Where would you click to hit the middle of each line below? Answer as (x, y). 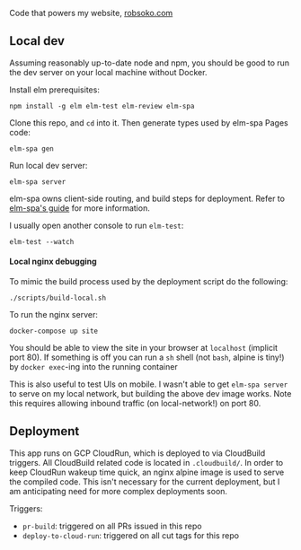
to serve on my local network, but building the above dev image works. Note (150, 394)
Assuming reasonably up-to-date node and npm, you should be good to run (150, 63)
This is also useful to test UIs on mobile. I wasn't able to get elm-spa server (149, 384)
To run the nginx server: (54, 315)
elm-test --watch (42, 241)
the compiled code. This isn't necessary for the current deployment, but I (145, 481)
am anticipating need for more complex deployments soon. (118, 491)
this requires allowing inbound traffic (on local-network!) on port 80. (135, 404)
